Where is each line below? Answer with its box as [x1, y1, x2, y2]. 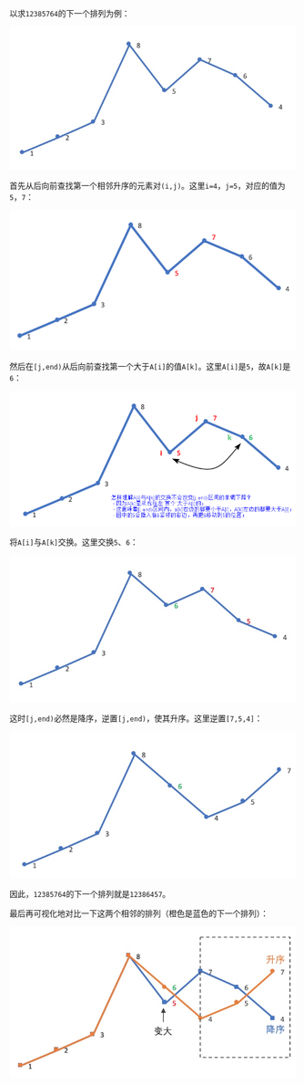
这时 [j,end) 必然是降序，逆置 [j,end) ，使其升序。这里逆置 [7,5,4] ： [9, 713, 263, 724]
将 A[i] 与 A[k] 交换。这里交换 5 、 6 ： [9, 537, 138, 548]
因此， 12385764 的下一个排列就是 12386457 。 [9, 888, 171, 899]
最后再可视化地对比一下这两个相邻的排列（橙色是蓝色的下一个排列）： [9, 907, 269, 919]
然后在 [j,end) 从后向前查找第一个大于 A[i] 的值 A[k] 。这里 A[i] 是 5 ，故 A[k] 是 [9, 360, 291, 371]
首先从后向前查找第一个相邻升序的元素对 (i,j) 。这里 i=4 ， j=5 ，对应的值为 [9, 181, 286, 192]
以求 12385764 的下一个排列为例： [9, 8, 130, 18]
